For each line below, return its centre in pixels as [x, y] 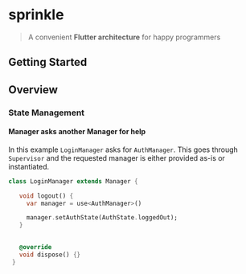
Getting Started [48, 62]
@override [35, 247]
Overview [33, 90]
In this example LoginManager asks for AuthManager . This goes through [123, 149]
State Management [47, 112]
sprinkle [36, 15]
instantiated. [29, 166]
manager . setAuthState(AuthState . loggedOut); [102, 218]
